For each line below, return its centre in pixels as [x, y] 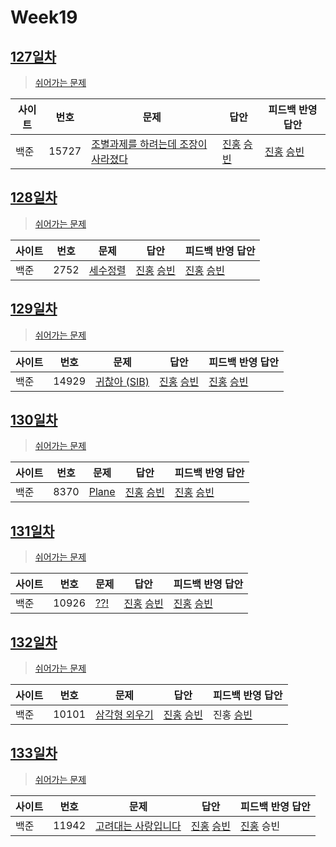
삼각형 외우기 [124, 715]
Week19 [44, 17]
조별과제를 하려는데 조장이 [149, 144]
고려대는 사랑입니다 [138, 826]
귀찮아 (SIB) [122, 381]
